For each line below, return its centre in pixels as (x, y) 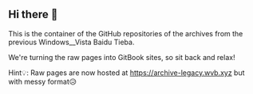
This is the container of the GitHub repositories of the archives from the (126, 33)
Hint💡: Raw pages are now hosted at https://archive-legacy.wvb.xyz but (126, 73)
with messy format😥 (43, 81)
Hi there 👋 (33, 15)
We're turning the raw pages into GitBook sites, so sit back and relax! (122, 57)
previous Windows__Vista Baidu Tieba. (71, 42)
